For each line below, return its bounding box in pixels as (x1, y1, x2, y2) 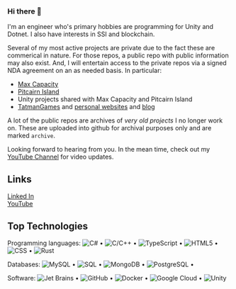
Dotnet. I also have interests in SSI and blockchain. (7, 30, 155, 38)
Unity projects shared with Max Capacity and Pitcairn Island (17, 95, 193, 103)
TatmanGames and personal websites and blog (17, 103, 155, 111)
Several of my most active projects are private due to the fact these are (7, 44, 215, 52)
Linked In (7, 192, 34, 200)
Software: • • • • (7, 273, 203, 282)
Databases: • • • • (7, 260, 194, 268)
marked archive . (7, 131, 55, 140)
